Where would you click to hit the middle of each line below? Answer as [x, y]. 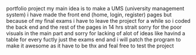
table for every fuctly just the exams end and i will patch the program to [94, 39]
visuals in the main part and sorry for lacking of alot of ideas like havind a [96, 33]
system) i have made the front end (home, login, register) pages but [89, 15]
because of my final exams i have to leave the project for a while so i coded [99, 21]
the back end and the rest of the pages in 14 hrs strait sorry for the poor [94, 27]
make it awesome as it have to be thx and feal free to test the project [90, 46]
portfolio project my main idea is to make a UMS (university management [95, 8]
